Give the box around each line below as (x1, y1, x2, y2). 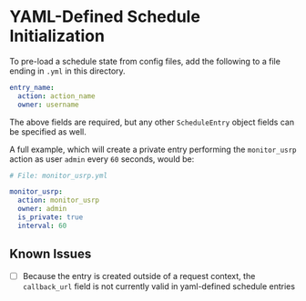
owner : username (17, 100, 79, 109)
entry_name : (9, 83, 55, 92)
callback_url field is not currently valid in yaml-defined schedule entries (22, 280, 296, 292)
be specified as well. (9, 125, 87, 137)
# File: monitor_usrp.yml (9, 171, 107, 180)
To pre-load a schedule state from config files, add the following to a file (9, 55, 280, 66)
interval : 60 (17, 221, 67, 230)
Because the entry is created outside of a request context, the (22, 270, 256, 281)
